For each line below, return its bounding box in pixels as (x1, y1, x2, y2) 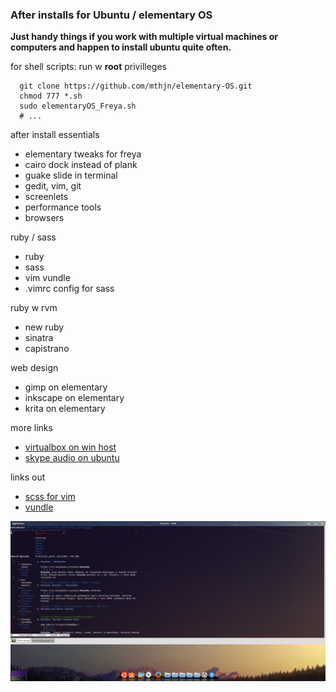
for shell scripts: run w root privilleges (10, 61, 167, 73)
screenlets (24, 191, 69, 203)
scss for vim (24, 491, 76, 503)
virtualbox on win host (24, 441, 117, 453)
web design (10, 362, 59, 374)
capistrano (24, 343, 70, 355)
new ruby (24, 321, 65, 333)
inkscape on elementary (24, 392, 125, 404)
